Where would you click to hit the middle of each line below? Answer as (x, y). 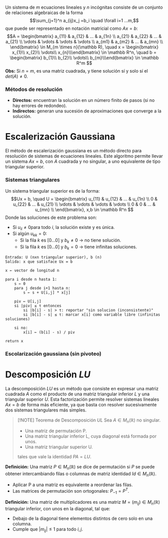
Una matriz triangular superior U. (59, 447)
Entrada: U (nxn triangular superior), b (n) (53, 257)
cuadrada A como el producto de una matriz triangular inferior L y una (77, 394)
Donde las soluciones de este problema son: (51, 217)
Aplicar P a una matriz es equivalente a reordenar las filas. (72, 485)
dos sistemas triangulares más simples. (46, 410)
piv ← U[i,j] (28, 301)
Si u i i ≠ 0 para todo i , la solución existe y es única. (64, 228)
